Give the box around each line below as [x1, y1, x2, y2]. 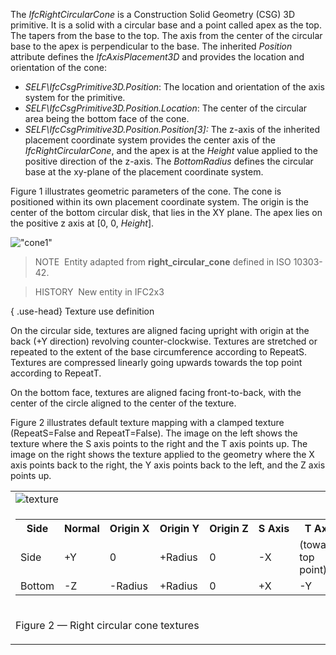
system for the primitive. [24, 92, 126, 103]
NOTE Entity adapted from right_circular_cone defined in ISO [34, 256, 292, 268]
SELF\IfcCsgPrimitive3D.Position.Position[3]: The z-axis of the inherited [24, 124, 321, 135]
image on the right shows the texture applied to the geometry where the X [10, 449, 315, 460]
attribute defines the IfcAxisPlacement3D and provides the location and [10, 51, 305, 63]
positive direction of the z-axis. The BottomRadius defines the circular [24, 155, 314, 167]
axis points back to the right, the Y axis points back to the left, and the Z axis [10, 459, 326, 471]
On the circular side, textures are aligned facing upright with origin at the [10, 325, 310, 336]
